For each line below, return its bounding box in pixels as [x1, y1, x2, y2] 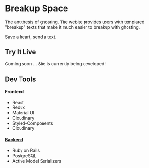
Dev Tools [5, 75, 36, 84]
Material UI [12, 110, 35, 116]
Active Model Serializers [12, 158, 62, 164]
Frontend [5, 88, 24, 94]
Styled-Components [12, 120, 53, 126]
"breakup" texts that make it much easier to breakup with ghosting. [5, 24, 140, 30]
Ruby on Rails [12, 147, 40, 153]
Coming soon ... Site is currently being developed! [5, 61, 106, 66]
